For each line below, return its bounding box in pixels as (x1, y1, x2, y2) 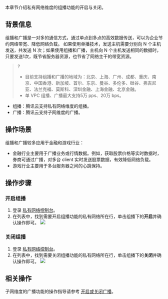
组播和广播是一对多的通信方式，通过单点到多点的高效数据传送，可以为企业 (5, 34, 158, 40)
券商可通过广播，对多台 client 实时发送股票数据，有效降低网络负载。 (12, 156, 153, 162)
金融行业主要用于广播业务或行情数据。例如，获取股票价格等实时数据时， (12, 150, 161, 156)
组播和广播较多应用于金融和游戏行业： (5, 139, 84, 145)
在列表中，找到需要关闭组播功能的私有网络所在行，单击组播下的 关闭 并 (12, 252, 157, 258)
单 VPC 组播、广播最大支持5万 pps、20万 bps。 (24, 92, 124, 98)
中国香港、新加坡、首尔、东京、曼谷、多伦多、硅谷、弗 (33, 79, 148, 86)
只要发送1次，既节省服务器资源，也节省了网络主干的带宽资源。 (5, 53, 134, 59)
